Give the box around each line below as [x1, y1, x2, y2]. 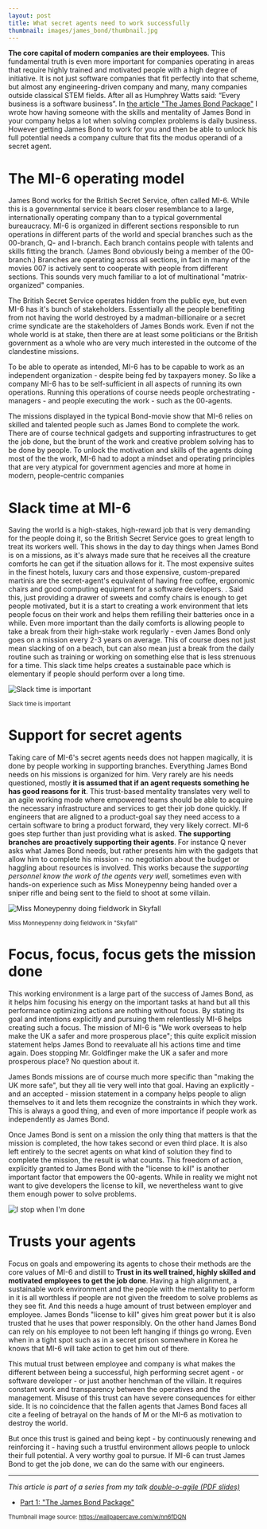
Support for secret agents [8, 726, 183, 745]
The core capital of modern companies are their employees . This [8, 49, 226, 58]
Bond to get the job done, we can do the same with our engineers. [8, 1460, 225, 1469]
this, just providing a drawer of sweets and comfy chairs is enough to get [8, 593, 248, 603]
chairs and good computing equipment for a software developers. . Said [8, 584, 244, 594]
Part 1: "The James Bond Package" [19, 1498, 135, 1507]
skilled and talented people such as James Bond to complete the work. [8, 420, 241, 430]
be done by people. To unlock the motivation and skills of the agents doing [8, 446, 253, 455]
